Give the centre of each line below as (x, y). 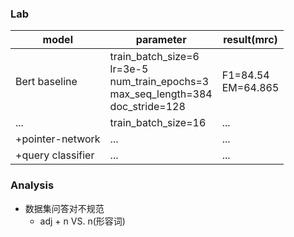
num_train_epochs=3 (159, 82)
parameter (161, 40)
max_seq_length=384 (161, 94)
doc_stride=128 (147, 107)
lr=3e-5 (129, 69)
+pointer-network (58, 139)
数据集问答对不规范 (64, 208)
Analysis (32, 185)
